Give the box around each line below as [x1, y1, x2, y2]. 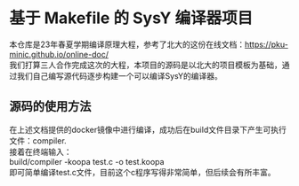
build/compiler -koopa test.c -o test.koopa [9, 156, 165, 167]
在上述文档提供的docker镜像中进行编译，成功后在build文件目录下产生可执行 [9, 124, 287, 135]
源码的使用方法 [9, 99, 92, 114]
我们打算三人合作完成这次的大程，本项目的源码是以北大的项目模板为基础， [9, 59, 282, 70]
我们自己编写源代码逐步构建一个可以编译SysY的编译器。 [16, 70, 222, 81]
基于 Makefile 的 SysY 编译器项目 [9, 8, 254, 28]
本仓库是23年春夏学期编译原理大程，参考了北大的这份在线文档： [9, 39, 246, 50]
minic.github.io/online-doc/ [9, 49, 109, 59]
